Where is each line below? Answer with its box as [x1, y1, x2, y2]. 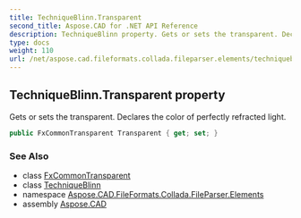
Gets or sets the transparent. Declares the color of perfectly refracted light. [9, 111, 287, 122]
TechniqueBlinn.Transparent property [9, 88, 226, 103]
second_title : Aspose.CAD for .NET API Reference [9, 21, 199, 30]
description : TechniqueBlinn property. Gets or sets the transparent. [9, 29, 279, 38]
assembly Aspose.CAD [21, 198, 107, 209]
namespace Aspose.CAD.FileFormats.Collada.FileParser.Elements [21, 189, 264, 199]
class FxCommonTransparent [21, 170, 132, 180]
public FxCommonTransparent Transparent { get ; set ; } [9, 129, 219, 138]
